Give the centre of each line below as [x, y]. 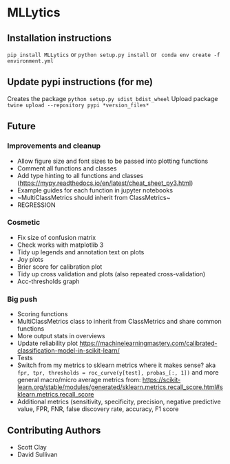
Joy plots [30, 259]
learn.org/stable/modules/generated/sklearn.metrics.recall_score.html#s [120, 387]
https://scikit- [161, 380]
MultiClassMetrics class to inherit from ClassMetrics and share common [119, 322]
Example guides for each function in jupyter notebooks [95, 190]
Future [22, 126]
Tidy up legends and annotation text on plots [81, 252]
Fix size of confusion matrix [56, 237]
